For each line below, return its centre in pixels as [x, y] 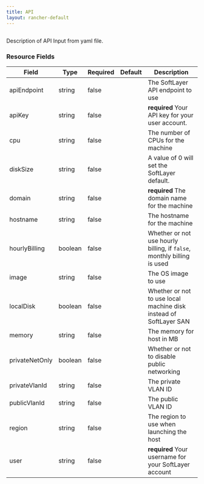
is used [158, 264]
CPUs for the [166, 141]
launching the [167, 432]
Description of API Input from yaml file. [55, 41]
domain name [167, 198]
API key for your [171, 115]
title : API [20, 12]
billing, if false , [169, 248]
